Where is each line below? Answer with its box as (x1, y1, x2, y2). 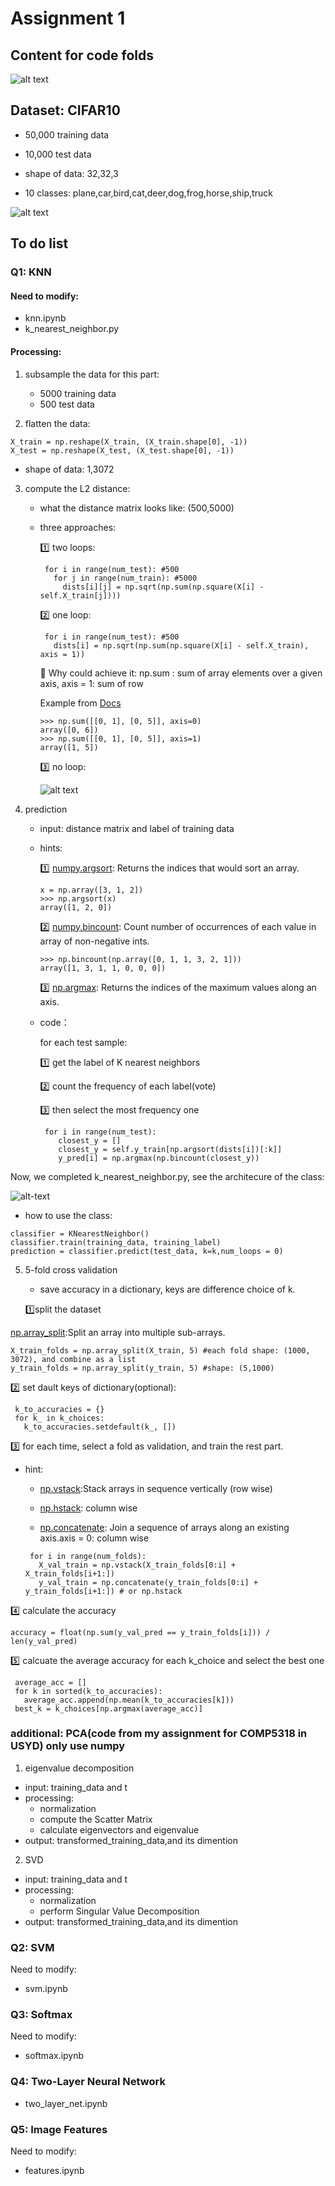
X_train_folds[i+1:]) (24, 1568, 115, 1579)
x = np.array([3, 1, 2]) (39, 885, 144, 895)
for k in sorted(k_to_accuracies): (14, 1686, 163, 1696)
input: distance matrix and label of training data (39, 822, 235, 834)
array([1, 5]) (39, 742, 99, 752)
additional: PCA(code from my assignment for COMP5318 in (10, 1727, 308, 1741)
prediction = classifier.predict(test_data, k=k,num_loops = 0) (10, 1246, 284, 1256)
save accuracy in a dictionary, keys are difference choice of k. (39, 1283, 296, 1295)
